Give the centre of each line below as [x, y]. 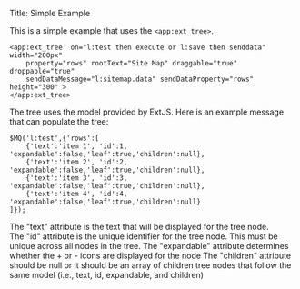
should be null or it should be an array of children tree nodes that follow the [150, 265]
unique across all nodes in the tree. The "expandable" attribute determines [149, 246]
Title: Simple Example [50, 13]
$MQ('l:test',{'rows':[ [55, 138]
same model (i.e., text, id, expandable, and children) [107, 275]
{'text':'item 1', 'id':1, [77, 146]
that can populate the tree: [59, 121]
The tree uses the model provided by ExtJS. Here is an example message [147, 112]
